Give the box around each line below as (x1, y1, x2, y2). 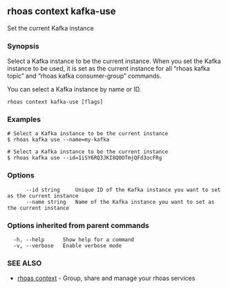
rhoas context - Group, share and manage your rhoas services (17, 274, 196, 283)
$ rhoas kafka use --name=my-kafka (7, 137, 110, 143)
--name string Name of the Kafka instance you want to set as (25, 198, 215, 205)
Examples (7, 114, 41, 124)
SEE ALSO (7, 258, 42, 268)
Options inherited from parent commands (7, 220, 150, 230)
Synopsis (7, 41, 39, 51)
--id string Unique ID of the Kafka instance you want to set (25, 186, 221, 193)
